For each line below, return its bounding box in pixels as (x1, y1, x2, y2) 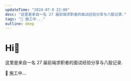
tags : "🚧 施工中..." (5, 16, 46, 21)
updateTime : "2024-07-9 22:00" (5, 7, 70, 12)
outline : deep (5, 21, 35, 26)
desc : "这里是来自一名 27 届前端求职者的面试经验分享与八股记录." (5, 12, 127, 17)
